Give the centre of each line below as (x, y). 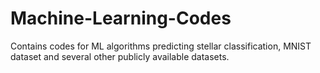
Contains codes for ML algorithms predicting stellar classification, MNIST (161, 46)
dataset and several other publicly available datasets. (120, 56)
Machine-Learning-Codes (121, 18)
